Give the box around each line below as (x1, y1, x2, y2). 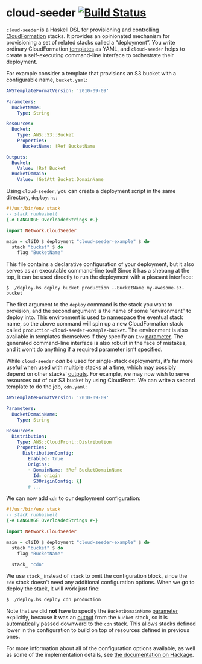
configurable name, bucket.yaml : (6, 76, 87, 83)
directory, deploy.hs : (6, 194, 58, 201)
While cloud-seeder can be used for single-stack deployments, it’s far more (6, 358, 194, 365)
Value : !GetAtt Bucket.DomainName (17, 177, 104, 183)
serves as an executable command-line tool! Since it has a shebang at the (6, 267, 190, 274)
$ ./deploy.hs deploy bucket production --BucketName (6, 285, 145, 291)
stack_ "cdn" (11, 561, 45, 568)
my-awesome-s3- (147, 285, 185, 291)
